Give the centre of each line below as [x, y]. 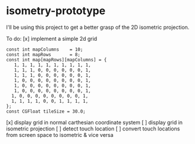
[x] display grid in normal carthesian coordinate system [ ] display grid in [95, 122]
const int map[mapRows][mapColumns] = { [57, 60]
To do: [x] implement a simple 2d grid [52, 38]
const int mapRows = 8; [43, 54]
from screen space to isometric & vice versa [60, 135]
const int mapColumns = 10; [45, 49]
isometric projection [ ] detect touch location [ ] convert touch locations [93, 129]
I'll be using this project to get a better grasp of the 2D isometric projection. [98, 27]
